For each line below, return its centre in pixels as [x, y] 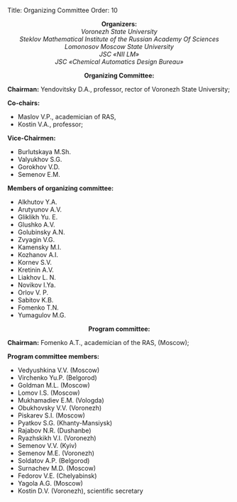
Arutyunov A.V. [40, 209]
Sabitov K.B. [35, 300]
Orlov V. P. [33, 293]
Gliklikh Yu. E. [38, 217]
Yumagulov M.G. [42, 315]
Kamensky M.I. [39, 247]
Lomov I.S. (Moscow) [49, 393]
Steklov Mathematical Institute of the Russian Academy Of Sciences [119, 39]
